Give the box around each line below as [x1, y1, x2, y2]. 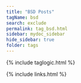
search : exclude [6, 20, 46, 26]
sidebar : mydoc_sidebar [6, 31, 66, 37]
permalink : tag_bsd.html [6, 25, 68, 32]
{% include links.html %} [6, 70, 67, 78]
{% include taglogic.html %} [6, 58, 76, 66]
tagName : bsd [6, 14, 39, 20]
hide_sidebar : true [6, 37, 55, 43]
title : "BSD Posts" [6, 8, 55, 15]
